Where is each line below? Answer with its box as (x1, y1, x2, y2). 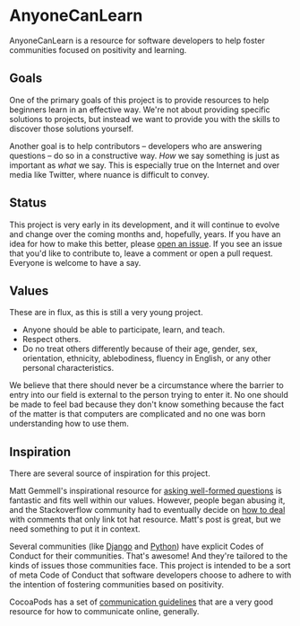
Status (9, 195, 47, 211)
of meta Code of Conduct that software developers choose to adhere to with (9, 569, 292, 580)
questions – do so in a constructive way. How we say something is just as (9, 150, 280, 161)
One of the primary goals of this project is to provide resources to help (9, 94, 270, 105)
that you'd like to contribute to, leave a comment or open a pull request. (9, 248, 273, 259)
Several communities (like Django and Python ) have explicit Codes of (9, 541, 264, 552)
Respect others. (21, 334, 81, 345)
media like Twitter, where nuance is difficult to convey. (9, 169, 210, 180)
